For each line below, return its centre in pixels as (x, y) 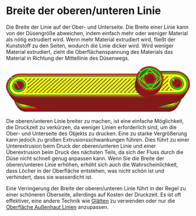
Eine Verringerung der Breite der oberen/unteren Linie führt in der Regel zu (96, 188)
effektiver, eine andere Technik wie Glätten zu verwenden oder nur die (91, 201)
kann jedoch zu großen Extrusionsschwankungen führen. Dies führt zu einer (98, 139)
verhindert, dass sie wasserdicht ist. (50, 177)
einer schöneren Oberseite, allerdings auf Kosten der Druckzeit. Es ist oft (94, 194)
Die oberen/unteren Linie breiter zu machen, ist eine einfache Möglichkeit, (95, 121)
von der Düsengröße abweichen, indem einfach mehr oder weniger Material (97, 33)
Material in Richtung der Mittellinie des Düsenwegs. (68, 58)
